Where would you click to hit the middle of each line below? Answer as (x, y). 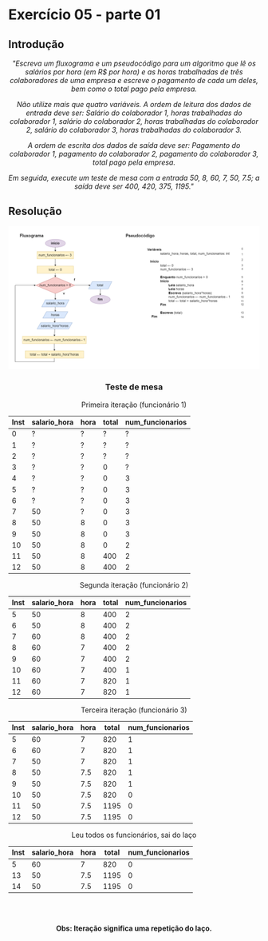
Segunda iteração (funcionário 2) (134, 584)
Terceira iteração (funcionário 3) (134, 710)
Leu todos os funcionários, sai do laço (134, 835)
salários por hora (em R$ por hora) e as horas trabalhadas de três (134, 72)
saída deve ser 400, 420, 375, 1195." (134, 186)
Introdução (36, 44)
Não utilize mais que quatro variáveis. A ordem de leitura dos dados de (134, 104)
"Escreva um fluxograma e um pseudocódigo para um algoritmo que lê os (134, 63)
